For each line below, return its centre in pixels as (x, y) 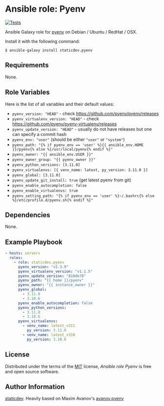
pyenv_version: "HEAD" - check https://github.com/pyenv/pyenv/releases (85, 114)
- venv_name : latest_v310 (49, 335)
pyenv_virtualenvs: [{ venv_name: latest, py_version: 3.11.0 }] (80, 170)
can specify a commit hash (39, 134)
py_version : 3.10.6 (47, 339)
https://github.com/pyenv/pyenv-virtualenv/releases (64, 124)
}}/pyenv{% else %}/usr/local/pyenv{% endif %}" (62, 149)
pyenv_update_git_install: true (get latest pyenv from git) (72, 180)
